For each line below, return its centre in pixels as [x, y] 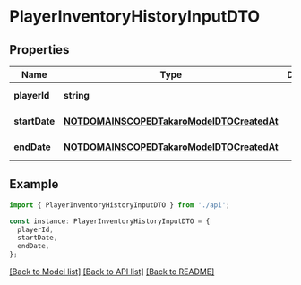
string [77, 95]
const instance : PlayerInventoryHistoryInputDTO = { [110, 221]
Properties [39, 50]
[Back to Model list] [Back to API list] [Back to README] [112, 272]
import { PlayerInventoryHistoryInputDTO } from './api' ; [120, 205]
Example [34, 184]
